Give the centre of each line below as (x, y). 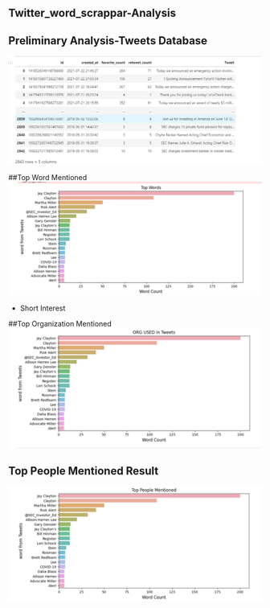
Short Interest (43, 308)
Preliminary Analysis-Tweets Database (108, 41)
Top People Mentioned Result (84, 471)
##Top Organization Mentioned (60, 323)
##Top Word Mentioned (48, 178)
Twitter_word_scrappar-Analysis (92, 13)
